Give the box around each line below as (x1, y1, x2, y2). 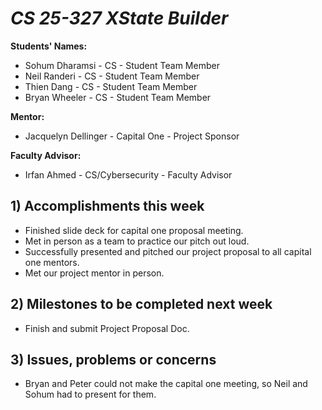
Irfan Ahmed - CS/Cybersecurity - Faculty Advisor (24, 168, 233, 181)
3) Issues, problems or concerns (10, 351, 217, 368)
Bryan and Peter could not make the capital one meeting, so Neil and (24, 378, 308, 390)
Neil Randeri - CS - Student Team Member (24, 70, 200, 82)
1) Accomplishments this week (10, 198, 205, 215)
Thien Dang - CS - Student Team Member (24, 80, 198, 92)
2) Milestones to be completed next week (10, 296, 273, 313)
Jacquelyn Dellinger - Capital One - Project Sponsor (24, 130, 240, 142)
